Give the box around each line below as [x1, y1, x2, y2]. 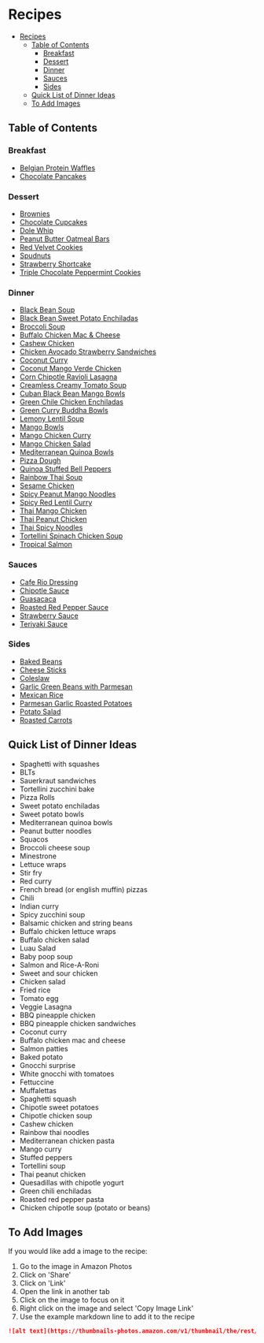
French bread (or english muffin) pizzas [19, 884, 148, 894]
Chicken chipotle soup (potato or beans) [19, 1203, 151, 1212]
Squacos [19, 834, 49, 844]
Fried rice [19, 985, 51, 995]
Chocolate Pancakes [19, 171, 86, 180]
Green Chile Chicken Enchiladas [19, 397, 124, 407]
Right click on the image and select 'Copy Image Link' [19, 1304, 194, 1313]
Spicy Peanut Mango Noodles [19, 489, 116, 499]
